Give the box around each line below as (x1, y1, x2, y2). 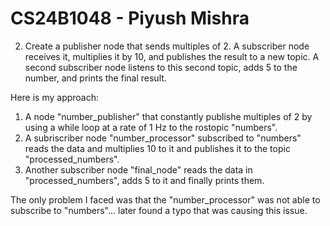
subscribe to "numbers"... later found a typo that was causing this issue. (10, 204, 308, 216)
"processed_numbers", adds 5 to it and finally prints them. (24, 174, 265, 186)
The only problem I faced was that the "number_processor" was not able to (10, 193, 321, 206)
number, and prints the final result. (24, 72, 167, 84)
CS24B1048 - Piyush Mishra (10, 7, 250, 30)
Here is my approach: (10, 91, 100, 103)
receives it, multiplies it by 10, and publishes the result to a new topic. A (24, 50, 320, 62)
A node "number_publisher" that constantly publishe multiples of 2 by (24, 110, 313, 122)
